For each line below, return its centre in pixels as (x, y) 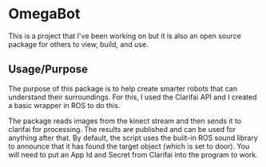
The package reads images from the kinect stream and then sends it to (125, 121)
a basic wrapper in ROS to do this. (64, 105)
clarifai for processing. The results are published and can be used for (122, 129)
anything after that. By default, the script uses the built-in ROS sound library (133, 138)
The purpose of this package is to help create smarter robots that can (123, 88)
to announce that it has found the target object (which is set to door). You (129, 146)
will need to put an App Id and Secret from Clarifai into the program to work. (133, 154)
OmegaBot (44, 14)
